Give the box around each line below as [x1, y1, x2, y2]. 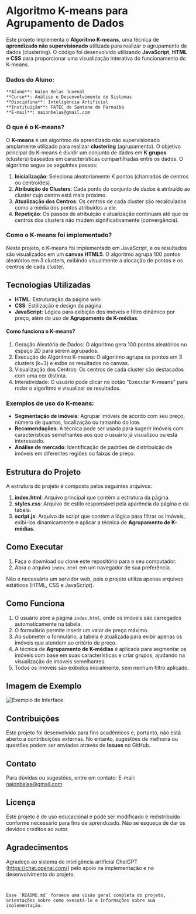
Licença [6, 797, 36, 808]
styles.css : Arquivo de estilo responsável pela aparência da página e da [14, 500, 189, 507]
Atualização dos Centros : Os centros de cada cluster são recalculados [14, 198, 187, 205]
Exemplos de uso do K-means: [6, 399, 95, 407]
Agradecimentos [6, 842, 68, 852]
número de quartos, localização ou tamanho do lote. [14, 419, 141, 426]
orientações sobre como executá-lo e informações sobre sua [6, 897, 156, 903]
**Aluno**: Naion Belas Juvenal [6, 89, 85, 95]
